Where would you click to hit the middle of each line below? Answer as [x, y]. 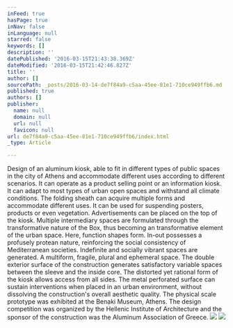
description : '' [31, 53]
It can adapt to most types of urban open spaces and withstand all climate [114, 191]
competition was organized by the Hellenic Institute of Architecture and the [115, 309]
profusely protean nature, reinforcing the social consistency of [97, 243]
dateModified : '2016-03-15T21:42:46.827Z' [70, 65]
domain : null [32, 117]
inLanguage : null [32, 33]
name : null [29, 110]
